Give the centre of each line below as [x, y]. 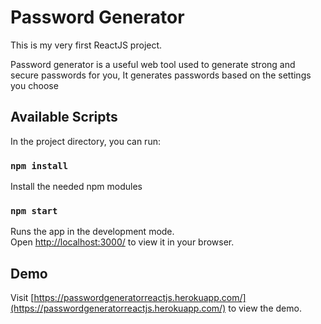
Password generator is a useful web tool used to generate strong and [153, 64]
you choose [34, 85]
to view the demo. [265, 308]
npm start [34, 210]
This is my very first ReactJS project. [86, 45]
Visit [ [22, 298]
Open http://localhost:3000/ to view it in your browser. [122, 242]
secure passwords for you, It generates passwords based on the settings [161, 75]
